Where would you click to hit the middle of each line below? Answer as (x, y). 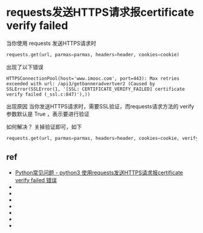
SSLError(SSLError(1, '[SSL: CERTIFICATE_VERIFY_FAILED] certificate (96, 89)
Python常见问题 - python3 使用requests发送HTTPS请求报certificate (99, 172)
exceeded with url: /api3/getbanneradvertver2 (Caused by (81, 84)
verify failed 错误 (36, 180)
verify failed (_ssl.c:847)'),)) (48, 94)
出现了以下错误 (25, 67)
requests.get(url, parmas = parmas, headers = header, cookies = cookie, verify (102, 138)
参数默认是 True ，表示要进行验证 (48, 114)
